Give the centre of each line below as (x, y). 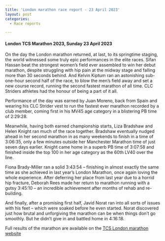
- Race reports (25, 23)
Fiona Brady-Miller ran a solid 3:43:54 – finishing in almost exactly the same (82, 167)
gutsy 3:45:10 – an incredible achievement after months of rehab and (75, 188)
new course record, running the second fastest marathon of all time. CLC (79, 86)
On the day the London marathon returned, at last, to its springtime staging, (82, 54)
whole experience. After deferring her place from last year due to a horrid (80, 178)
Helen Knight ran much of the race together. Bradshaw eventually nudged (80, 131)
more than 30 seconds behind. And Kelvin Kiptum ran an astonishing (75, 76)
